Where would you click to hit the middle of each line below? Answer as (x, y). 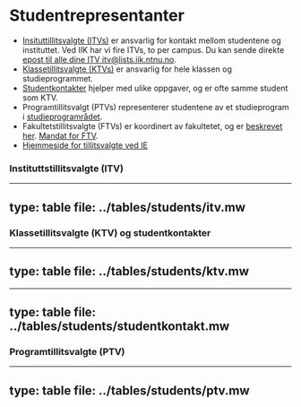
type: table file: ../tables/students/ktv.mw (129, 271)
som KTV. (40, 97)
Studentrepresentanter (97, 16)
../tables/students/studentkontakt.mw (120, 327)
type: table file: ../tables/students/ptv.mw (129, 390)
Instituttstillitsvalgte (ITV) (66, 169)
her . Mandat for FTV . (60, 135)
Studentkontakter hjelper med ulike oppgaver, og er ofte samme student (155, 88)
